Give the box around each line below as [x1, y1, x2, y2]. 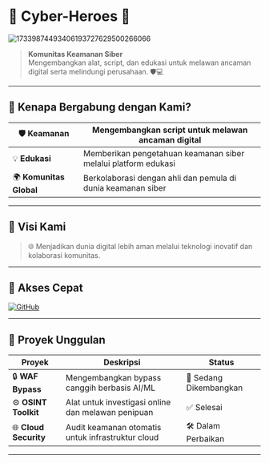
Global [12, 184, 38, 195]
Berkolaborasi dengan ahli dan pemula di [82, 172, 237, 183]
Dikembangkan [186, 382, 243, 393]
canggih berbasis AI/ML [65, 382, 156, 393]
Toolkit [12, 407, 39, 418]
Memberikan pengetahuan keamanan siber [82, 147, 245, 159]
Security [12, 432, 46, 443]
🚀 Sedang [186, 372, 223, 383]
